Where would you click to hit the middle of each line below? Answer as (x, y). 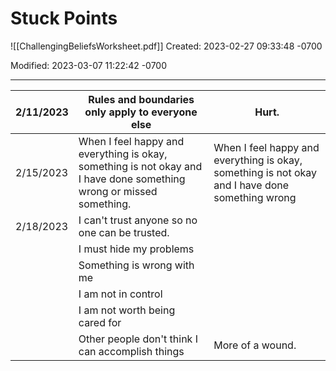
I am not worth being (127, 310)
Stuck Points (64, 18)
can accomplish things (131, 351)
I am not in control (120, 294)
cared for (100, 322)
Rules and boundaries (141, 99)
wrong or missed (118, 191)
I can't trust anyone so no (138, 220)
